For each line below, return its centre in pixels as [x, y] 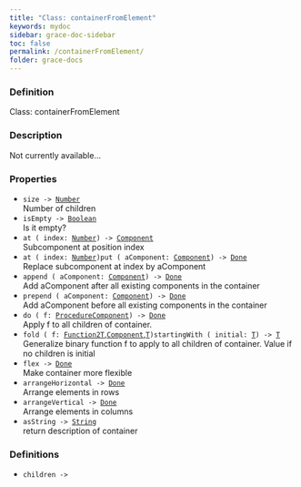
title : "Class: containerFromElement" [83, 18]
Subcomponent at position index [83, 247]
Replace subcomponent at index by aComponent [114, 266]
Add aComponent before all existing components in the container [145, 305]
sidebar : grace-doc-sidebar [63, 35]
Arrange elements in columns [78, 411]
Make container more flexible [77, 372]
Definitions [35, 454]
